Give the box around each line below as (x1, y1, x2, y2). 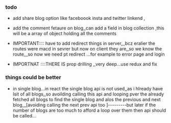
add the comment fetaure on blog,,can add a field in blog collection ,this (12, 25, 164, 31)
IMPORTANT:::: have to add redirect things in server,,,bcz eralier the (12, 40, 156, 46)
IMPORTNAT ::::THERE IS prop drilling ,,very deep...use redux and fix (12, 61, 157, 67)
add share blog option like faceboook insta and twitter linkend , (12, 15, 145, 21)
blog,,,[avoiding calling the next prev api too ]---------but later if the (12, 102, 156, 108)
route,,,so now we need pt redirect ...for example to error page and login (12, 51, 165, 57)
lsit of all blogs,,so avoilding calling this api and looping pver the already (12, 91, 164, 97)
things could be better (5, 74, 61, 81)
